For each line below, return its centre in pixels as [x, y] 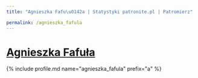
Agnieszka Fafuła [51, 52]
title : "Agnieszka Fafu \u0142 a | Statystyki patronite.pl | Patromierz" [100, 12]
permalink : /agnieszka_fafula [44, 22]
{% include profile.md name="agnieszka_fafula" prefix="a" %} [84, 69]
